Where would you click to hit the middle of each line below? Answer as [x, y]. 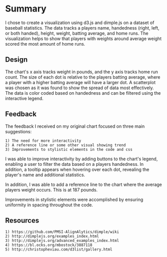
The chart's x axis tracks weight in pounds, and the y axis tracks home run [82, 72]
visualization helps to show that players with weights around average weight [83, 39]
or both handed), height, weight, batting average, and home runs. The [77, 33]
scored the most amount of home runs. [45, 44]
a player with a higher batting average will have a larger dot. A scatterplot [81, 82]
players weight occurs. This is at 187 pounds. [52, 190]
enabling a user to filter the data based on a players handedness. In [74, 164]
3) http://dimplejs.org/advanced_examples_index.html [62, 241]
